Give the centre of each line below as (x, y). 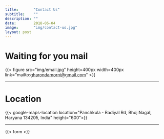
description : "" (21, 18)
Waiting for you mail (47, 56)
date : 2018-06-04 (30, 23)
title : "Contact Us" (32, 9)
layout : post (18, 32)
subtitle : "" (21, 14)
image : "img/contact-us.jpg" (41, 28)
